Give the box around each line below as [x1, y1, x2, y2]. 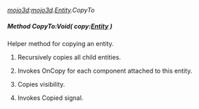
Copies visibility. [17, 80, 65, 88]
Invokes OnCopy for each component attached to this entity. [17, 66, 193, 75]
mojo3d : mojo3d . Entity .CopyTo [7, 6, 95, 14]
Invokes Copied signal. [17, 94, 84, 102]
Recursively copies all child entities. [17, 52, 122, 61]
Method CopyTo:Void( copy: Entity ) [7, 22, 113, 30]
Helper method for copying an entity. [7, 39, 114, 48]
